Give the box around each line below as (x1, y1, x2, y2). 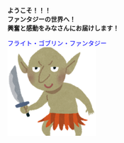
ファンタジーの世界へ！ (7, 15, 76, 23)
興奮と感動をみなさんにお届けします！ (7, 24, 119, 32)
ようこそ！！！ (7, 6, 51, 14)
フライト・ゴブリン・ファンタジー (7, 39, 107, 47)
